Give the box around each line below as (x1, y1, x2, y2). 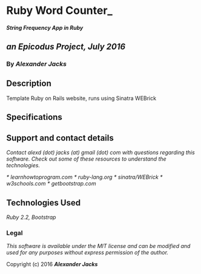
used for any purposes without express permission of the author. (6, 249, 168, 256)
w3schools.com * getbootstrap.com (6, 180, 96, 187)
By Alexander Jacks (6, 60, 67, 68)
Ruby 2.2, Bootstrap (6, 213, 56, 221)
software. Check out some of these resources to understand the (6, 155, 166, 162)
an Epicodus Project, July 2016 (6, 42, 126, 52)
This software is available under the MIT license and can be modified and (6, 242, 191, 250)
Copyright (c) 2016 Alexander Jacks (6, 261, 98, 268)
